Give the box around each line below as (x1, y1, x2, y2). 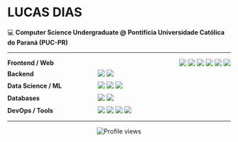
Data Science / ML (7, 82, 62, 90)
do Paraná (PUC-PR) (7, 38, 69, 47)
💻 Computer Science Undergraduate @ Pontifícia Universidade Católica (7, 28, 225, 36)
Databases (7, 93, 40, 102)
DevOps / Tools (7, 106, 54, 114)
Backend (7, 69, 34, 78)
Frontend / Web (7, 58, 55, 67)
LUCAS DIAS (7, 4, 83, 20)
